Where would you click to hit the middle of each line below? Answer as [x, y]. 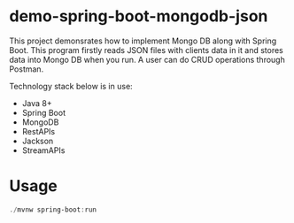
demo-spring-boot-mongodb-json [139, 16]
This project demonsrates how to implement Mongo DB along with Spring [143, 41]
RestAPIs [39, 131]
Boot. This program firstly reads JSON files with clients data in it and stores [146, 50]
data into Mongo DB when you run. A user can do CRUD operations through [147, 59]
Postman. [27, 69]
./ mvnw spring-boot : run [53, 210]
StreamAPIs [43, 150]
